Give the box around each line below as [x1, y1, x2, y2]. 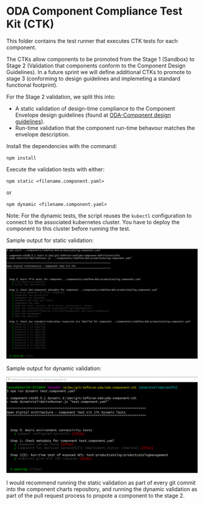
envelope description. [15, 131, 70, 138]
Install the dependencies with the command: [6, 142, 117, 149]
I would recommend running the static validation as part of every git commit [6, 479, 196, 486]
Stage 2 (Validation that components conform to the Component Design [6, 62, 186, 69]
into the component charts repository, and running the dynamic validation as [6, 485, 197, 493]
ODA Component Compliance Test [6, 4, 183, 18]
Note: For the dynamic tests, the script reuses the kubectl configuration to [6, 211, 192, 219]
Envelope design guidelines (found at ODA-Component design [15, 111, 171, 119]
